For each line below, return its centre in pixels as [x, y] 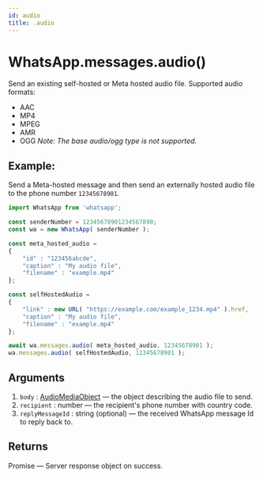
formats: [22, 92]
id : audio [24, 15]
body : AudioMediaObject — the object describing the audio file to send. [136, 397]
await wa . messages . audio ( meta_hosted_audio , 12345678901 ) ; [111, 346]
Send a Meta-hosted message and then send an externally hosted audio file [131, 185]
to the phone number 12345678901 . [64, 194]
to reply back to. [46, 422]
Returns [28, 447]
